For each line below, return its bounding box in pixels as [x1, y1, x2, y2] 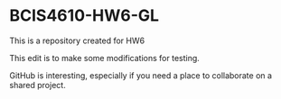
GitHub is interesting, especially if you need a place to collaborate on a [9, 69, 273, 81]
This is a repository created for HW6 [9, 35, 145, 46]
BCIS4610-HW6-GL [9, 5, 160, 26]
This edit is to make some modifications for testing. [9, 52, 201, 63]
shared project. [9, 79, 66, 90]
